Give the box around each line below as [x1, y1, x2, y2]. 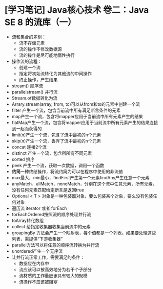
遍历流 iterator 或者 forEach [11, 205, 67, 211]
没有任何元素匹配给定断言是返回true [11, 187, 84, 193]
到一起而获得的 [11, 125, 42, 131]
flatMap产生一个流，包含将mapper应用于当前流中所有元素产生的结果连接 [11, 120, 158, 125]
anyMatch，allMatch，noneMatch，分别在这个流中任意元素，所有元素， [11, 181, 157, 187]
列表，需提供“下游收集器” [11, 236, 63, 241]
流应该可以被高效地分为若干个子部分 [19, 266, 92, 272]
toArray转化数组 [11, 217, 44, 223]
